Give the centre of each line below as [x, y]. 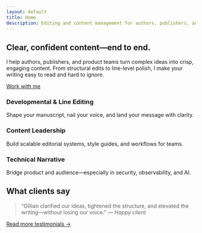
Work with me [23, 86]
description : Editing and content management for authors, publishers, [98, 23]
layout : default [26, 12]
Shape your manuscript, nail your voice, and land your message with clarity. [100, 115]
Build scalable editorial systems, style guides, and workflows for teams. [95, 144]
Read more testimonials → [38, 224]
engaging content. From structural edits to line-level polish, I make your [94, 68]
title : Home [21, 17]
